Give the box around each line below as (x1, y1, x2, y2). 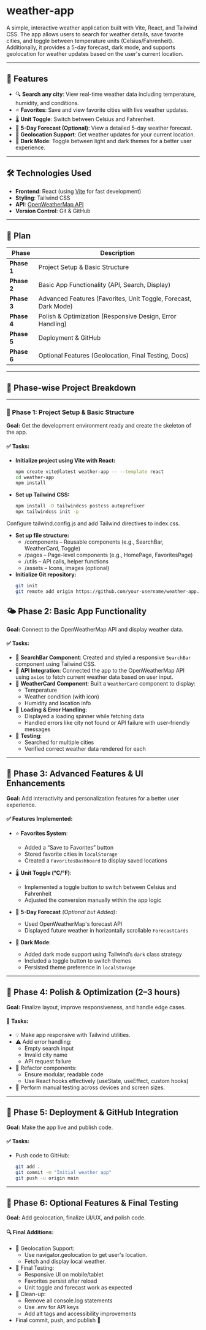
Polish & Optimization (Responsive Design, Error (38, 312, 177, 321)
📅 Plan (6, 230, 31, 241)
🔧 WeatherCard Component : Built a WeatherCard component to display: (15, 679, 196, 687)
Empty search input (24, 1044, 74, 1052)
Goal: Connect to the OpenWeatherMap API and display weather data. (6, 625, 184, 633)
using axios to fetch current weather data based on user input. (15, 673, 174, 681)
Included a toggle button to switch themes (24, 956, 131, 964)
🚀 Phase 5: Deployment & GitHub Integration (6, 1107, 179, 1118)
